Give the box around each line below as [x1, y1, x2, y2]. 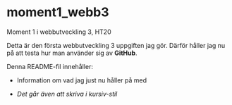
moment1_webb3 [6, 4, 110, 20]
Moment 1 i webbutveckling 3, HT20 [6, 27, 111, 36]
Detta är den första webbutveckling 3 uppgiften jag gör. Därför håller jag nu [6, 41, 226, 49]
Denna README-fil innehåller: [6, 62, 93, 70]
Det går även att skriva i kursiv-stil [16, 89, 118, 98]
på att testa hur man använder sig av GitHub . [6, 49, 138, 57]
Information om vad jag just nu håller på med [16, 75, 147, 85]
